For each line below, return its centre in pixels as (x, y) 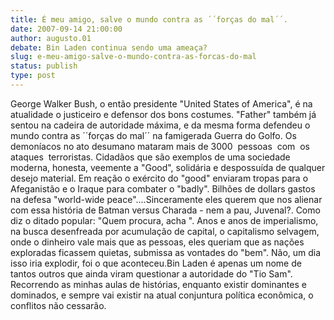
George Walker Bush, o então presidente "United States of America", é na (161, 103)
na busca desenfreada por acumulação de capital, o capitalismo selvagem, (165, 231)
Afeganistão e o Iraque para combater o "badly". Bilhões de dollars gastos (163, 188)
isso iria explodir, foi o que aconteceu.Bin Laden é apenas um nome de (156, 263)
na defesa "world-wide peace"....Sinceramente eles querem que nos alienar (166, 199)
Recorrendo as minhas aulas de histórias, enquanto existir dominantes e (158, 284)
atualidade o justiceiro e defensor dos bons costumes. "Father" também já (163, 114)
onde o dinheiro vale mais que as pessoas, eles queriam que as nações (157, 242)
